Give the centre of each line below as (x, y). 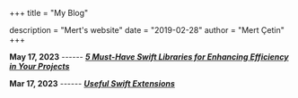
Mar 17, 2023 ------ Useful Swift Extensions (92, 83)
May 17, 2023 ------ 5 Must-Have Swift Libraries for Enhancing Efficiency (149, 57)
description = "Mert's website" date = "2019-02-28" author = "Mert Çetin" (147, 30)
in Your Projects (39, 66)
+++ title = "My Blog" (49, 13)
